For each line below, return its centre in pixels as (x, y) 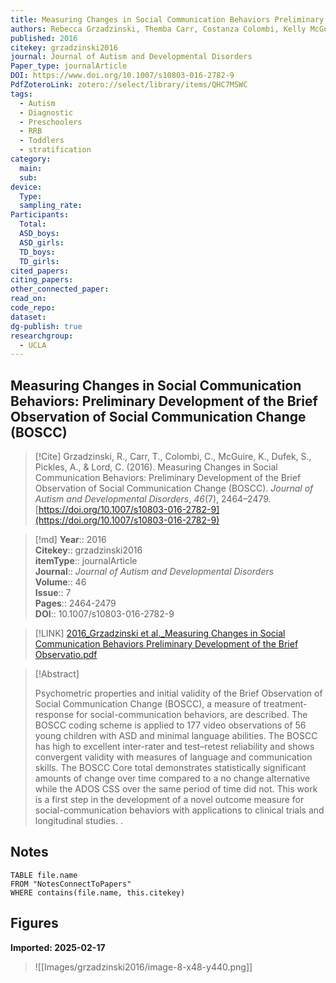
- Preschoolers (51, 122)
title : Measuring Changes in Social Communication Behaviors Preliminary (167, 19)
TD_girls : (39, 261)
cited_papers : (40, 271)
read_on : (28, 299)
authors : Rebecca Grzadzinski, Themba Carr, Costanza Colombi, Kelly (158, 29)
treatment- (285, 704)
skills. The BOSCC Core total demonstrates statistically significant (170, 768)
